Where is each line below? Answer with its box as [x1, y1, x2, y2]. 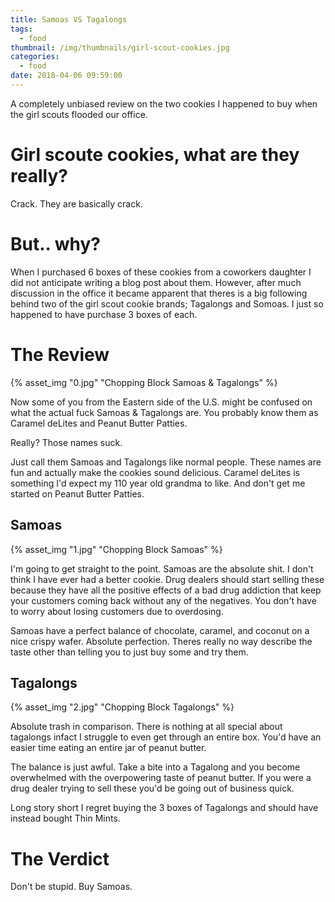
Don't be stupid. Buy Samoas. [10, 881, 133, 893]
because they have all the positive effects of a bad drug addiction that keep [10, 584, 322, 596]
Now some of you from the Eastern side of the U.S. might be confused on [10, 396, 313, 408]
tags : [10, 24, 33, 34]
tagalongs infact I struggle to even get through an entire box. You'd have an [10, 731, 322, 743]
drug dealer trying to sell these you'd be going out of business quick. [10, 782, 295, 795]
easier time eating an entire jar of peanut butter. [10, 742, 207, 754]
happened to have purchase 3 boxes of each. [10, 308, 198, 320]
